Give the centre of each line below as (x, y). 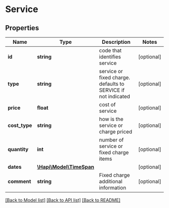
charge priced (115, 132)
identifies (110, 57)
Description (116, 42)
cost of (107, 105)
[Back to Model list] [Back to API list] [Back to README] (63, 200)
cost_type (20, 125)
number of (111, 140)
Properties (22, 28)
